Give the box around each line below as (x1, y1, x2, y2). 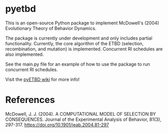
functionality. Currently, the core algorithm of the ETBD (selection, (5, 40, 144, 46)
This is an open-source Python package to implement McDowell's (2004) (5, 20, 159, 26)
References (5, 94, 55, 106)
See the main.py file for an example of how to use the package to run (5, 61, 150, 67)
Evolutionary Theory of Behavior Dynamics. (5, 25, 97, 31)
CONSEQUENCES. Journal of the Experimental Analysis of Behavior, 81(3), (5, 116, 162, 122)
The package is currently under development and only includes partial (5, 35, 153, 41)
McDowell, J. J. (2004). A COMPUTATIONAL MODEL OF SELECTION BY (5, 111, 156, 117)
